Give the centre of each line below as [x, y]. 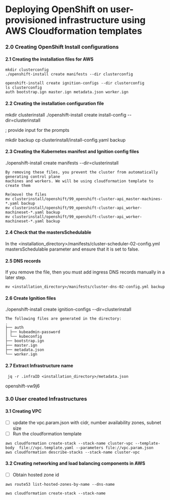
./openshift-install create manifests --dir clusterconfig [69, 74]
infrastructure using [102, 20]
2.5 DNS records [23, 261]
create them [18, 185]
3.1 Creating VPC [23, 411]
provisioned [31, 20]
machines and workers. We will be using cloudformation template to [79, 181]
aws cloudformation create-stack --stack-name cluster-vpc [69, 443]
